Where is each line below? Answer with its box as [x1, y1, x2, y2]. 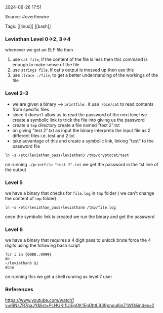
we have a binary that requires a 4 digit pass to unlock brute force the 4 [5, 237, 151, 243]
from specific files [12, 106, 49, 112]
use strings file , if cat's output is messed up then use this [12, 67, 134, 73]
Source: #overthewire [5, 14, 49, 19]
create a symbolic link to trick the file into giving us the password [12, 117, 145, 123]
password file [12, 143, 41, 149]
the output [5, 167, 26, 173]
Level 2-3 [5, 90, 29, 97]
